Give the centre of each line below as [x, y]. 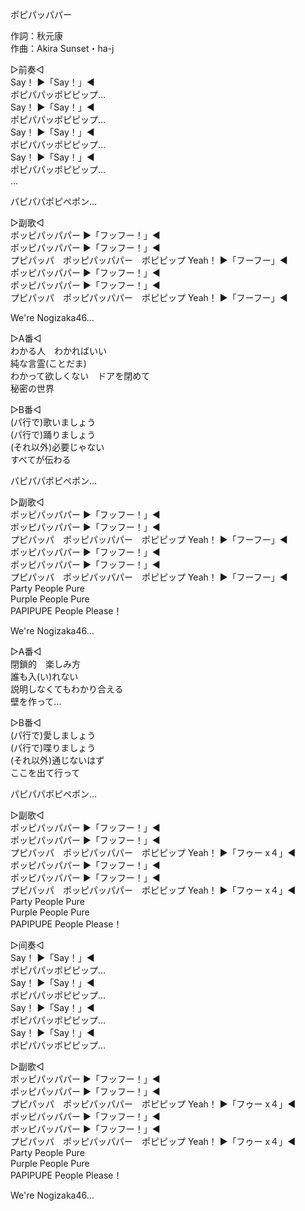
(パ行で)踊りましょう [53, 434]
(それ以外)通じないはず [57, 760]
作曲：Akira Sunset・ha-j [62, 48]
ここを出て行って [45, 772]
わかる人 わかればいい [58, 351]
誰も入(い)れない [44, 676]
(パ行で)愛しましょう [53, 735]
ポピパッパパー [41, 14]
